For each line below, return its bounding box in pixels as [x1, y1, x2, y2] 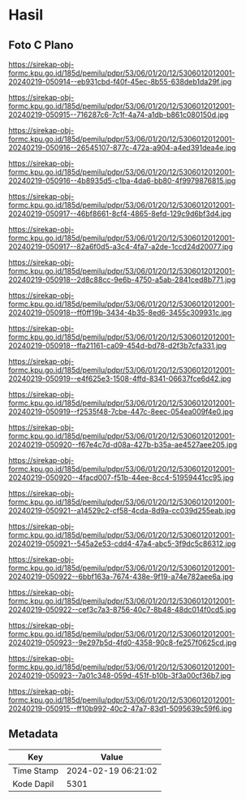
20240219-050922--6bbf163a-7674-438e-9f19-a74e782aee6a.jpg [8, 572, 234, 582]
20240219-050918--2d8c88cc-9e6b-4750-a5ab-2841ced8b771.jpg [8, 275, 236, 284]
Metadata [8, 727, 58, 741]
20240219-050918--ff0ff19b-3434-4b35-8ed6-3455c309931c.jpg [8, 308, 232, 318]
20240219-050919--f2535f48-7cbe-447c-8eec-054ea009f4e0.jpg [8, 407, 234, 416]
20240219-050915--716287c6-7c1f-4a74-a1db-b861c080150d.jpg [8, 110, 229, 119]
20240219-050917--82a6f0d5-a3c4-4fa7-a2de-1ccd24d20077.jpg [8, 242, 234, 251]
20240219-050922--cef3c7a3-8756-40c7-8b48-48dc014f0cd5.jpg [8, 605, 237, 614]
